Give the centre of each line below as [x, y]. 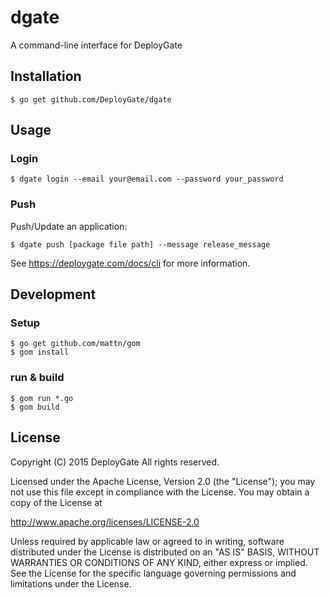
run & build [37, 378]
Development [53, 294]
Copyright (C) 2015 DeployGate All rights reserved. [115, 462]
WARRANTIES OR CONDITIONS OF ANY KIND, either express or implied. [159, 562]
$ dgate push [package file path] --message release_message [140, 244]
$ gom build [35, 407]
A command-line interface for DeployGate [96, 45]
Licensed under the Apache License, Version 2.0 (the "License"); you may [163, 481]
